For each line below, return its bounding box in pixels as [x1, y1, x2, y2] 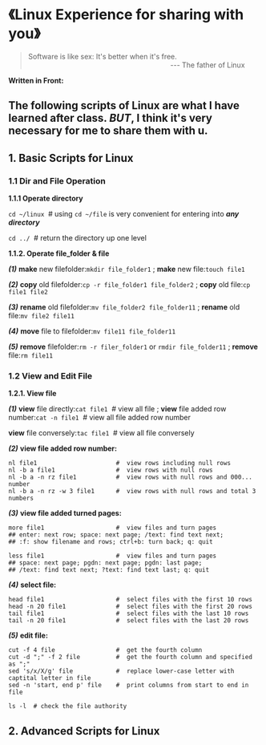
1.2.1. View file [8, 389, 57, 399]
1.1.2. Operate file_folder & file [8, 249, 110, 258]
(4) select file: [8, 580, 57, 589]
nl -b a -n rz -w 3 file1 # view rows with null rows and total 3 [8, 488, 256, 496]
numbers [8, 494, 34, 503]
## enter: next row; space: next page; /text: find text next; [8, 531, 224, 539]
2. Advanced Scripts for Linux [8, 724, 160, 738]
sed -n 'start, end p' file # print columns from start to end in [8, 682, 249, 690]
